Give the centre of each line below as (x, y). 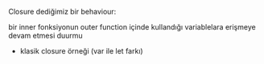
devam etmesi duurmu (45, 36)
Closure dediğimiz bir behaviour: (62, 12)
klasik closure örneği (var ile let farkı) (81, 51)
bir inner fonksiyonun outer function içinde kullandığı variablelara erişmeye (132, 27)
